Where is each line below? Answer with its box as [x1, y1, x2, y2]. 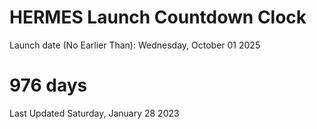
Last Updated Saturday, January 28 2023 [9, 107, 180, 119]
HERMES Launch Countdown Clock [9, 6, 307, 29]
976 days [9, 74, 88, 97]
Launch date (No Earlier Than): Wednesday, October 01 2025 [9, 39, 261, 51]
